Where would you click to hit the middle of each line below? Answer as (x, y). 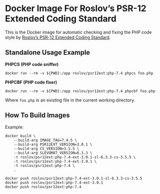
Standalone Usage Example (48, 53)
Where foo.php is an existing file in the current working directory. (70, 100)
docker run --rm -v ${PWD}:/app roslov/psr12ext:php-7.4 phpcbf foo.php (80, 91)
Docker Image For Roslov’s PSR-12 (76, 8)
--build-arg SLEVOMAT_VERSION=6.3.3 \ (53, 153)
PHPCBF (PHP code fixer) (31, 82)
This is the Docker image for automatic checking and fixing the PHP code (79, 32)
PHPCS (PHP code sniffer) (32, 64)
